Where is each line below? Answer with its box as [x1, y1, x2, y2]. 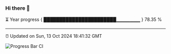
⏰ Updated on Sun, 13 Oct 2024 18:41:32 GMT [5, 33, 102, 39]
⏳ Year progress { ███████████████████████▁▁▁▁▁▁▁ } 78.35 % [5, 16, 162, 22]
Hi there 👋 [5, 5, 31, 12]
